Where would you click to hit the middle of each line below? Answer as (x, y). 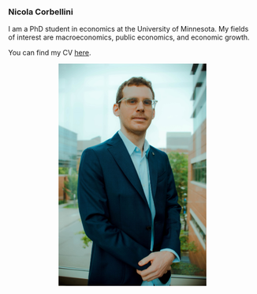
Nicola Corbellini (41, 12)
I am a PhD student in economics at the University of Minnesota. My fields (128, 29)
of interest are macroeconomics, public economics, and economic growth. (129, 37)
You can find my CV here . (50, 53)
